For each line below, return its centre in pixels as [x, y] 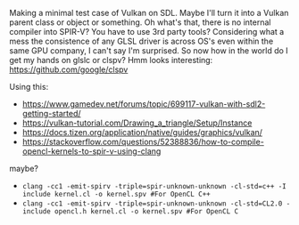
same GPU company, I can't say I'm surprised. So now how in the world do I [149, 51]
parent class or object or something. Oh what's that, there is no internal [140, 22]
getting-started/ [52, 113]
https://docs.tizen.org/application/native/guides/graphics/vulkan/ [142, 132]
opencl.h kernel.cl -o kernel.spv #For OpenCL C [147, 212]
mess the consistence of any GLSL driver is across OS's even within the [141, 41]
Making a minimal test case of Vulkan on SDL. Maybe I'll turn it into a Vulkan [149, 13]
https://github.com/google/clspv [69, 69]
